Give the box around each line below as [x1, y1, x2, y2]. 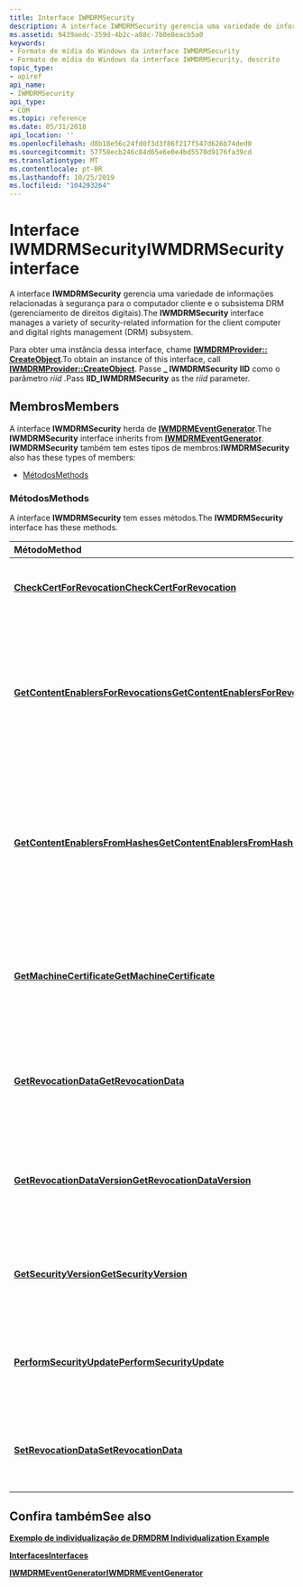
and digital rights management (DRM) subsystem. [9, 327, 194, 338]
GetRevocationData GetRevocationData [14, 1075, 185, 1088]
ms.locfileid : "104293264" [9, 182, 111, 191]
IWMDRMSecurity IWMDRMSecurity [9, 239, 284, 260]
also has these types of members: [9, 452, 136, 462]
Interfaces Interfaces [9, 1550, 88, 1561]
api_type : [9, 97, 47, 107]
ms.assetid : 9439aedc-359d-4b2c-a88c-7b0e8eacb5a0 [9, 30, 204, 39]
